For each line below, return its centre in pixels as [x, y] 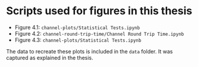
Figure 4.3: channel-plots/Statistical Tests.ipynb [78, 40]
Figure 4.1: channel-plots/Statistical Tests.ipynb [77, 27]
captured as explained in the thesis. [50, 58]
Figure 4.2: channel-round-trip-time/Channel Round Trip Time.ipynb [99, 33]
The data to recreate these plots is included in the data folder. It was [89, 51]
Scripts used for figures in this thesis [99, 11]
